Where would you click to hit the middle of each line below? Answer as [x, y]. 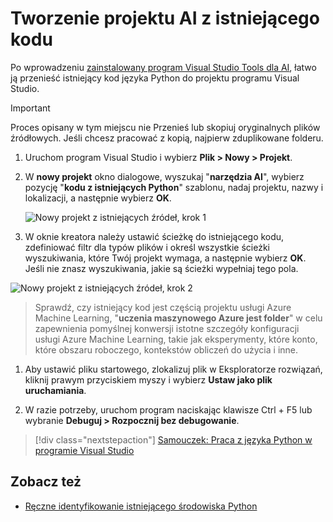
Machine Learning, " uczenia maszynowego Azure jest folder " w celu [178, 318]
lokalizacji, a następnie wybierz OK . [98, 198]
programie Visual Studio [84, 450]
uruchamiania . [55, 390]
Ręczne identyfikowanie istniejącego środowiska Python [141, 506]
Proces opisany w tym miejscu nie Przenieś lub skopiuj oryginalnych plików [165, 127]
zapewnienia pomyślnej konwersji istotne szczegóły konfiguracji [167, 328]
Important [30, 108]
